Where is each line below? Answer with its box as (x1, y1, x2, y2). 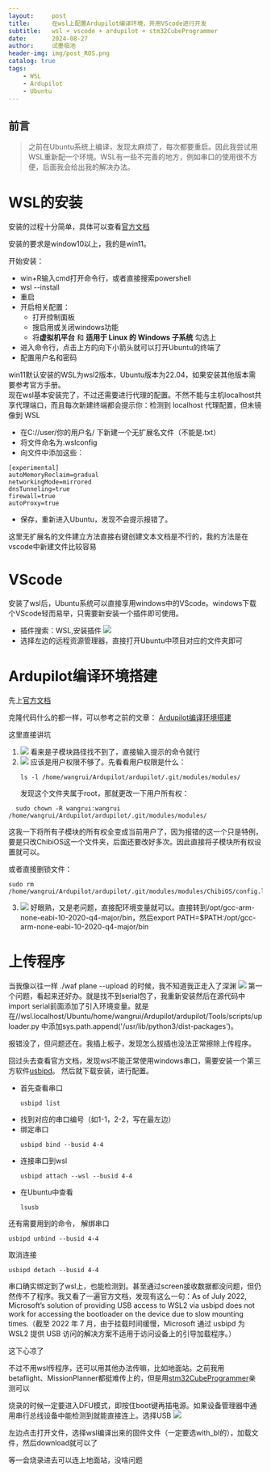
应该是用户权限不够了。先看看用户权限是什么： (30, 757, 186, 767)
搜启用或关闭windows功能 (31, 323, 119, 332)
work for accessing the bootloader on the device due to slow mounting (8, 1309, 244, 1318)
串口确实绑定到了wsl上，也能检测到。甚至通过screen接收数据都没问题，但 (8, 1281, 255, 1291)
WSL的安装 (8, 193, 83, 212)
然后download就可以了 (22, 1437, 98, 1448)
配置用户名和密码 (19, 353, 77, 362)
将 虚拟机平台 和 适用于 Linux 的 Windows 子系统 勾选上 (31, 332, 216, 342)
